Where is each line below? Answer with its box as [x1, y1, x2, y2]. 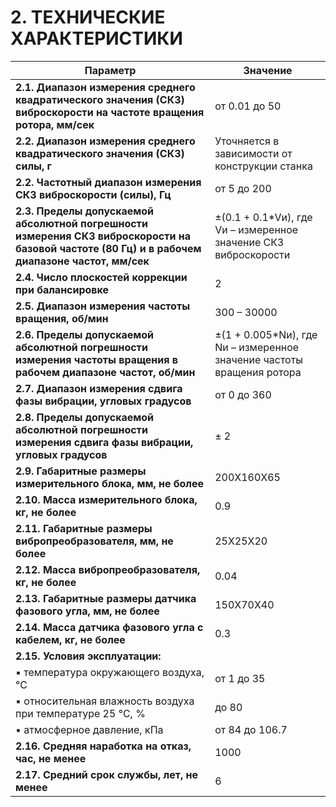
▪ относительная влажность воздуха [15, 694, 195, 708]
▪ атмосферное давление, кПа [15, 722, 164, 736]
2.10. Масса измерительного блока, [15, 492, 198, 506]
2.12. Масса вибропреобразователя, [15, 562, 201, 576]
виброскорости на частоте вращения [15, 105, 205, 119]
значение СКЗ [214, 235, 284, 249]
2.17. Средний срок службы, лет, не [15, 767, 198, 781]
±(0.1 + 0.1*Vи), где [214, 210, 313, 224]
